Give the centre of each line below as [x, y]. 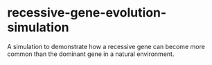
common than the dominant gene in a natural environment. [91, 54]
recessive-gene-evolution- [87, 13]
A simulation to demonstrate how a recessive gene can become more [106, 46]
